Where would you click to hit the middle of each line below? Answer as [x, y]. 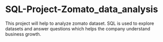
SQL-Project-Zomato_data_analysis [82, 9]
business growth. [23, 34]
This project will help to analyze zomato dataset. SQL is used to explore [80, 23]
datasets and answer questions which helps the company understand [78, 28]
